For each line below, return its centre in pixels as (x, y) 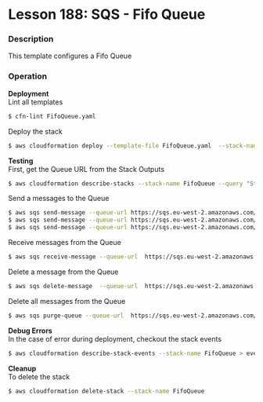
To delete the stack (39, 376)
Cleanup (22, 368)
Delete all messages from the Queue (67, 301)
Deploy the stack (35, 131)
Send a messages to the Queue (59, 199)
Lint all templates (36, 102)
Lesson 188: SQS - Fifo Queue (107, 15)
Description (31, 39)
